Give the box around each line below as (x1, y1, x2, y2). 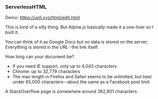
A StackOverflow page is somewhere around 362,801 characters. (5, 89, 139, 95)
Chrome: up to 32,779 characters (12, 68, 80, 74)
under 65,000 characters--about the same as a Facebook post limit (12, 79, 150, 85)
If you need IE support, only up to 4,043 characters (12, 63, 117, 69)
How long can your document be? (5, 54, 74, 60)
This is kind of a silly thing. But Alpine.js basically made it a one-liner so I (5, 24, 154, 30)
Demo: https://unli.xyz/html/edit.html (5, 15, 80, 21)
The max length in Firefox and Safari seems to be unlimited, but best (12, 74, 152, 80)
